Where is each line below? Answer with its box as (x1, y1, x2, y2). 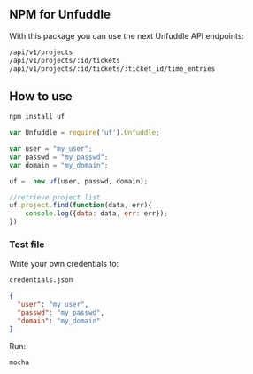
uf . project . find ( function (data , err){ (9, 201, 152, 210)
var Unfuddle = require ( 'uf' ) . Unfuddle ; (9, 129, 161, 137)
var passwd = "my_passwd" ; (9, 152, 109, 161)
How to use (9, 89, 73, 104)
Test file (9, 238, 45, 251)
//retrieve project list (9, 192, 101, 202)
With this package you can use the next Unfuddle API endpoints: (9, 30, 245, 41)
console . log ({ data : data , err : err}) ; (25, 209, 168, 218)
